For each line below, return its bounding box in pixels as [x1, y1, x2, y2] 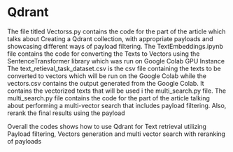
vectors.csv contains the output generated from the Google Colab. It [7, 79, 204, 87]
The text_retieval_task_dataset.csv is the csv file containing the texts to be [7, 64, 222, 73]
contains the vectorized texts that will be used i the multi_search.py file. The [7, 86, 226, 95]
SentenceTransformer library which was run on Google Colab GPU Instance [7, 56, 225, 65]
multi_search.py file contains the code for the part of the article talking [7, 93, 210, 102]
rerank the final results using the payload [7, 109, 125, 117]
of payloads [7, 137, 42, 145]
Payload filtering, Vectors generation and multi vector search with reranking [7, 130, 226, 138]
